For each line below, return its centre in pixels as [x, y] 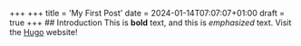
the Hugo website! [44, 32]
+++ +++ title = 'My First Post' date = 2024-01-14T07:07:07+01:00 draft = [147, 13]
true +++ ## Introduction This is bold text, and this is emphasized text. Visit [150, 23]
